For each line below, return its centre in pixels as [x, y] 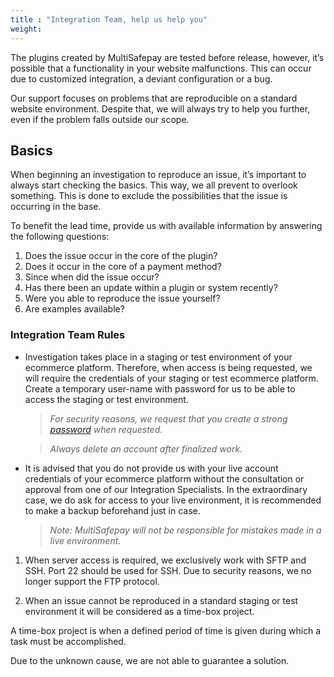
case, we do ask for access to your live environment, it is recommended [173, 500]
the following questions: [60, 237]
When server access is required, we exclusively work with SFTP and [165, 560]
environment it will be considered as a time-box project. [139, 611]
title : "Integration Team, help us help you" [109, 19]
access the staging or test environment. [106, 399]
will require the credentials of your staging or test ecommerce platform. [171, 378]
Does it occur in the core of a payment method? [123, 267]
